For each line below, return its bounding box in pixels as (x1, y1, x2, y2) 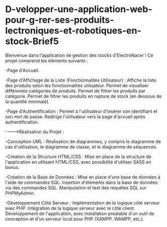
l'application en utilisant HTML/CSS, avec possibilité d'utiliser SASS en (5, 159, 151, 165)
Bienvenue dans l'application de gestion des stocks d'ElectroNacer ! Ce (5, 52, 153, 58)
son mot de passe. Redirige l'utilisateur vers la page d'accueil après (5, 113, 146, 119)
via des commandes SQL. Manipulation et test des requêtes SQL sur (5, 185, 147, 191)
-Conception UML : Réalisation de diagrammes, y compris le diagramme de (5, 138, 161, 144)
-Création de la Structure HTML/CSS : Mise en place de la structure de (5, 154, 152, 160)
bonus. (5, 164, 20, 170)
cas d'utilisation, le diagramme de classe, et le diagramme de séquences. (5, 143, 157, 149)
